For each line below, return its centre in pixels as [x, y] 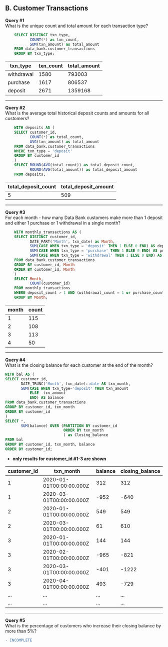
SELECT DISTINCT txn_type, [42, 35]
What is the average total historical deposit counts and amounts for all [77, 113]
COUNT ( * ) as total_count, [57, 137]
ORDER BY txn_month [83, 430]
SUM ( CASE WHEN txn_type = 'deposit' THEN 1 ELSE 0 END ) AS [92, 246]
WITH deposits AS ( [34, 128]
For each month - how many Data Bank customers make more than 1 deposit [84, 218]
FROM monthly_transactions [42, 288]
